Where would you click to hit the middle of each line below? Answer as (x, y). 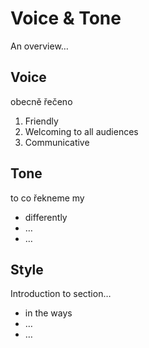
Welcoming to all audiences (81, 131)
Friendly (41, 121)
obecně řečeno (41, 101)
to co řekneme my (47, 198)
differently (46, 217)
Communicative (57, 142)
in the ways (48, 313)
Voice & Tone (66, 18)
